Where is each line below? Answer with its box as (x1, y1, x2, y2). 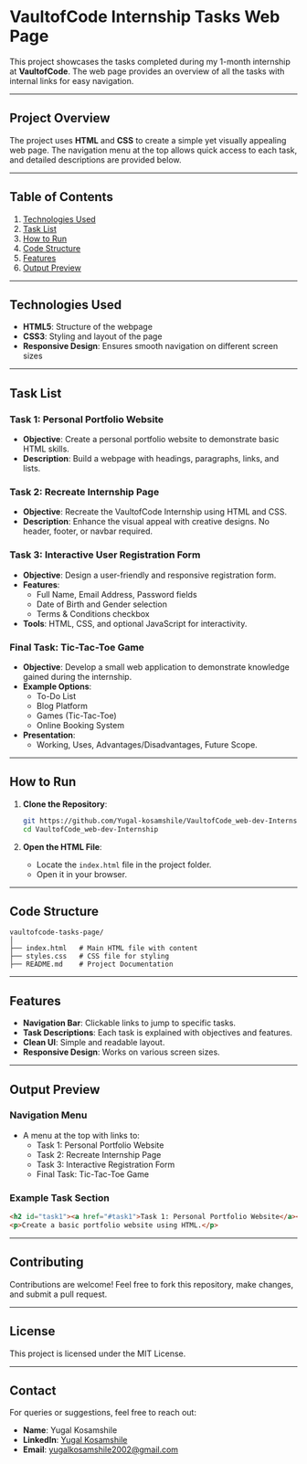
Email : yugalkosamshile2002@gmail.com (22, 1444, 179, 1455)
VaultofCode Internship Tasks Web (9, 6, 281, 27)
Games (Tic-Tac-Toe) (36, 710, 117, 721)
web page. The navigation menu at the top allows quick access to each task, (9, 144, 298, 155)
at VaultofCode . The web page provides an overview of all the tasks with (9, 66, 285, 77)
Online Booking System (36, 719, 125, 730)
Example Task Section (9, 1191, 110, 1204)
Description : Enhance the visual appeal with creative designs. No (22, 516, 270, 527)
